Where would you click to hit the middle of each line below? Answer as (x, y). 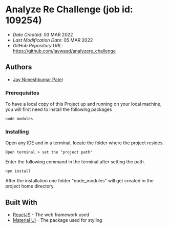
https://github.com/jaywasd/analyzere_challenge (64, 51)
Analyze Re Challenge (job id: (69, 9)
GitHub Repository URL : (38, 45)
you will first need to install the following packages (59, 109)
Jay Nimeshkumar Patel (38, 79)
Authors (19, 67)
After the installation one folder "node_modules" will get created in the (79, 181)
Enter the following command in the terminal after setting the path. (75, 162)
